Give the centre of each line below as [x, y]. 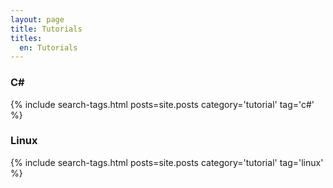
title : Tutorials [46, 29]
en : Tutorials [48, 47]
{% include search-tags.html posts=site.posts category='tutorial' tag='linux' [167, 162]
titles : [26, 38]
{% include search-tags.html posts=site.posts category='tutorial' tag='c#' [162, 104]
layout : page [37, 19]
